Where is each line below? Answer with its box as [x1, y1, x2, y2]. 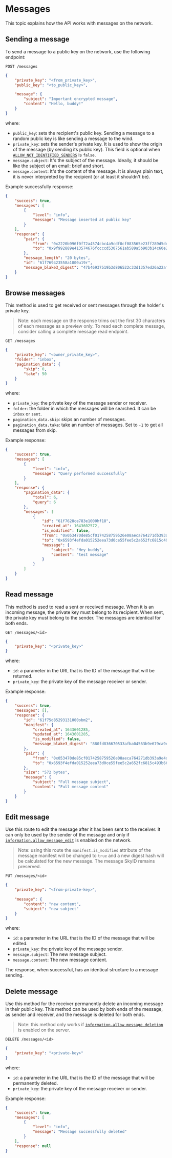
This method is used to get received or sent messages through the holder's [5, 302, 164, 308]
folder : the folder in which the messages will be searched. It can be [12, 406, 156, 412]
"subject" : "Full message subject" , [32, 780, 111, 785]
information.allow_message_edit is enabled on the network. [5, 837, 132, 844]
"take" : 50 [24, 371, 47, 376]
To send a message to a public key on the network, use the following [5, 48, 150, 54]
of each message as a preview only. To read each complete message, [17, 323, 165, 329]
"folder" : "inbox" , [14, 357, 56, 362]
